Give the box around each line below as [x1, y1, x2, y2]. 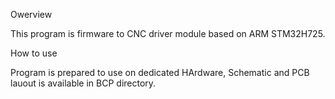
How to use [10, 47, 58, 59]
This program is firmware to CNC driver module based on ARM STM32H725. [10, 28, 326, 39]
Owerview [10, 9, 53, 20]
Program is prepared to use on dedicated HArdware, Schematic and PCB [10, 67, 310, 78]
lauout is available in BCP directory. [10, 77, 157, 89]
